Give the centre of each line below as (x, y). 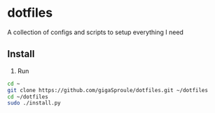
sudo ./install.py (34, 103)
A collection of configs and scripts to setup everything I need (96, 32)
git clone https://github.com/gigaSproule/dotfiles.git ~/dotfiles (108, 90)
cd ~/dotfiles (28, 97)
